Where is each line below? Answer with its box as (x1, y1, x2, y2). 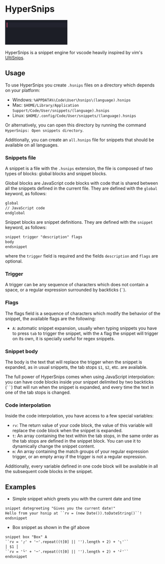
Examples (5, 483, 36, 491)
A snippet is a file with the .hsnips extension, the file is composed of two (5, 166, 153, 172)
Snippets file (5, 154, 36, 161)
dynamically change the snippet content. (12, 444, 95, 449)
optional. (5, 258, 23, 264)
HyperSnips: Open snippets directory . (5, 127, 84, 133)
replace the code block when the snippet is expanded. (12, 428, 123, 434)
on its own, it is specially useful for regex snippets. (12, 335, 115, 341)
